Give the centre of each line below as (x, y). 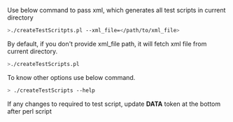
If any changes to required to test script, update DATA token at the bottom (114, 104)
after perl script (30, 111)
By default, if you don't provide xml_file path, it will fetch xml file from (107, 43)
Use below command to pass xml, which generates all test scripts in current (116, 10)
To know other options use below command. (71, 77)
